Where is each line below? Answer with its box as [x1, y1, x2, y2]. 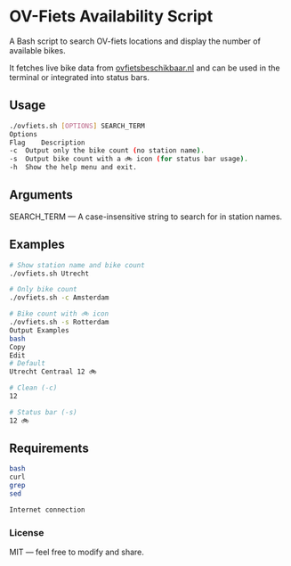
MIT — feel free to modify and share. [9, 546, 145, 558]
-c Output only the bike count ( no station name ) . [9, 146, 205, 155]
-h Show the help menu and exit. [9, 163, 138, 172]
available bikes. [9, 45, 66, 55]
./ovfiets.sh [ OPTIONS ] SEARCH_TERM [9, 121, 145, 130]
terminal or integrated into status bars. [9, 71, 150, 82]
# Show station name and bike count [9, 260, 145, 269]
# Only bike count [9, 285, 77, 294]
